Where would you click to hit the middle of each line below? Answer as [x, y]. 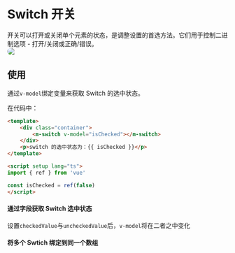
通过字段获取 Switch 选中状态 [50, 209]
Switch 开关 [42, 14]
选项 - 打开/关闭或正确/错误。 [55, 43]
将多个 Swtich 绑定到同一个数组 [53, 243]
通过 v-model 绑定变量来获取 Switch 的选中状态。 [76, 93]
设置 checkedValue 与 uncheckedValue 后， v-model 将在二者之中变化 [99, 225]
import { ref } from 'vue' [47, 173]
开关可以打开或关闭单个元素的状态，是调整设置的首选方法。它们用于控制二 [114, 35]
